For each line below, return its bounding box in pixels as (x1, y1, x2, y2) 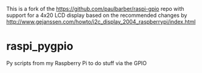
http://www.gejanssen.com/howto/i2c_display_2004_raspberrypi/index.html (6, 18, 196, 25)
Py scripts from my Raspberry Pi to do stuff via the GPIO (6, 59, 147, 66)
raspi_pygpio (6, 40, 74, 54)
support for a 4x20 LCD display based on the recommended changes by (6, 12, 187, 19)
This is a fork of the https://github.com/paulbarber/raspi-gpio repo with (6, 5, 184, 12)
